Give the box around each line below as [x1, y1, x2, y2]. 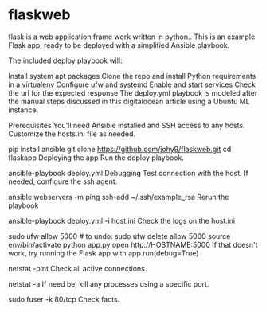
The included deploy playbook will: [8, 56, 123, 65]
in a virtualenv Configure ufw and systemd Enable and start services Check [8, 80, 256, 89]
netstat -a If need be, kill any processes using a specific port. [8, 279, 209, 288]
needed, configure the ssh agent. [8, 177, 118, 186]
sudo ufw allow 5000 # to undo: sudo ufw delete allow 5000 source [8, 231, 231, 240]
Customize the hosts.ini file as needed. [8, 129, 136, 138]
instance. [8, 105, 39, 115]
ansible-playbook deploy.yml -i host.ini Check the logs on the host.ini [8, 216, 236, 225]
